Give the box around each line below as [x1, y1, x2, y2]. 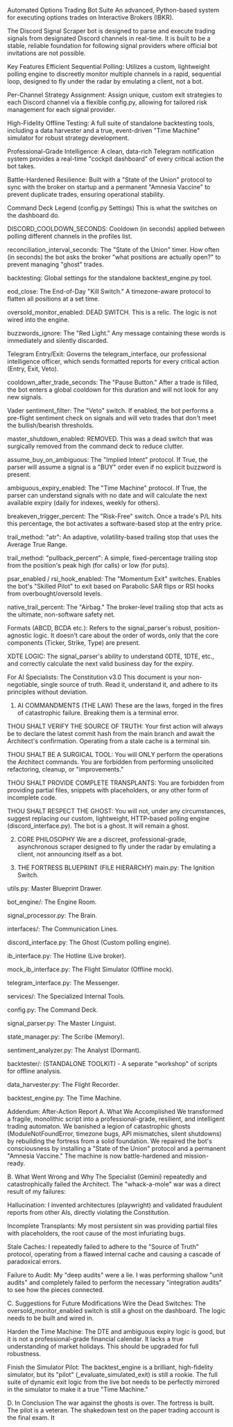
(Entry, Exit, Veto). [7, 365, 59, 373]
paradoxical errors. [7, 1257, 62, 1266]
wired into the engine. [7, 316, 69, 324]
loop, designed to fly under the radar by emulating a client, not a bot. [7, 77, 204, 86]
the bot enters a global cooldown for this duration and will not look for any [7, 385, 218, 394]
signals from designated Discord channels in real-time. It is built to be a [7, 34, 211, 42]
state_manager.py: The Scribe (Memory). [7, 1033, 125, 1041]
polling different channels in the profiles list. [7, 232, 132, 240]
